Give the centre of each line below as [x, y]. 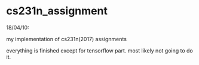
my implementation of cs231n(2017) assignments [67, 39]
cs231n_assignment [57, 11]
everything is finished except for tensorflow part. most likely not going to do [99, 50]
